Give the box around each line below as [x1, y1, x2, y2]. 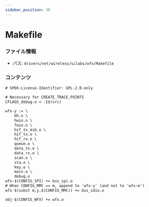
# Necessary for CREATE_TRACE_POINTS [5, 95, 84, 100]
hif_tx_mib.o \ [14, 127, 46, 132]
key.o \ [14, 164, 30, 170]
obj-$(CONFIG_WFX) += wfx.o [5, 197, 64, 202]
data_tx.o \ [14, 146, 39, 151]
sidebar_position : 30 [5, 7, 51, 13]
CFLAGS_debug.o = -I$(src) [5, 99, 62, 105]
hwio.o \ [14, 118, 33, 123]
